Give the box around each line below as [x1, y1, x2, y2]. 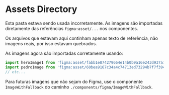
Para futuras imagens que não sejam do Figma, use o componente [5, 78, 143, 84]
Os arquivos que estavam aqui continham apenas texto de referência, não [5, 35, 158, 41]
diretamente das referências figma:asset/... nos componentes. [5, 25, 138, 31]
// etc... [5, 69, 26, 74]
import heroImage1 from [5, 60, 55, 65]
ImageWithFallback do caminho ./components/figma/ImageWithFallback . [5, 84, 153, 90]
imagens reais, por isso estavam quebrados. [5, 40, 97, 46]
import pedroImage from [5, 64, 55, 70]
